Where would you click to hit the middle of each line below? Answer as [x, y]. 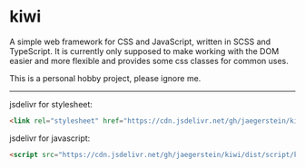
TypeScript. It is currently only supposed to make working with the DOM [144, 51]
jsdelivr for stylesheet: [51, 104]
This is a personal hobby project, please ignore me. [105, 78]
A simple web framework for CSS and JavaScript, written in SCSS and [140, 42]
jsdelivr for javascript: [50, 138]
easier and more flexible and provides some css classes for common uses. [149, 61]
